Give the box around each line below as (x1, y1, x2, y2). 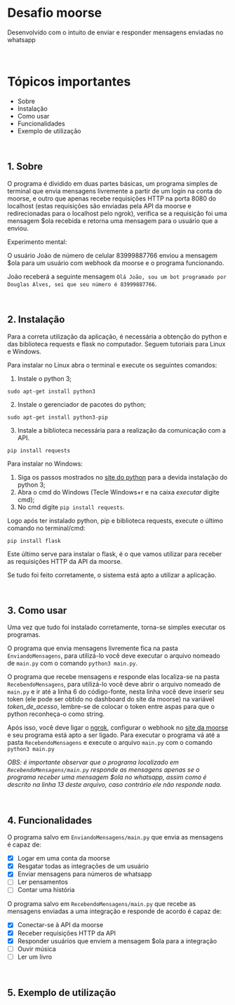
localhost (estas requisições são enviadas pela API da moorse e (7, 201, 192, 210)
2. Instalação (7, 313, 65, 325)
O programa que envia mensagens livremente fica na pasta (7, 644, 179, 653)
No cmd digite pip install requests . (17, 503, 125, 511)
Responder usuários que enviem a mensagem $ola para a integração (17, 936, 217, 945)
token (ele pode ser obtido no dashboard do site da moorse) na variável (7, 695, 215, 703)
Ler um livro (17, 952, 53, 961)
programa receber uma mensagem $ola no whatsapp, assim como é (7, 773, 207, 781)
